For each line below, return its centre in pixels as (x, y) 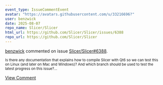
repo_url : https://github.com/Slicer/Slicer (51, 37)
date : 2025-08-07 (23, 23)
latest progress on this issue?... (31, 69)
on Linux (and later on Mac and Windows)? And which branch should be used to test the (79, 64)
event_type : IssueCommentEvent (37, 10)
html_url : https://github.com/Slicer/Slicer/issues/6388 (64, 32)
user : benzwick (21, 19)
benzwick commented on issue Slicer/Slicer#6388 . (57, 51)
